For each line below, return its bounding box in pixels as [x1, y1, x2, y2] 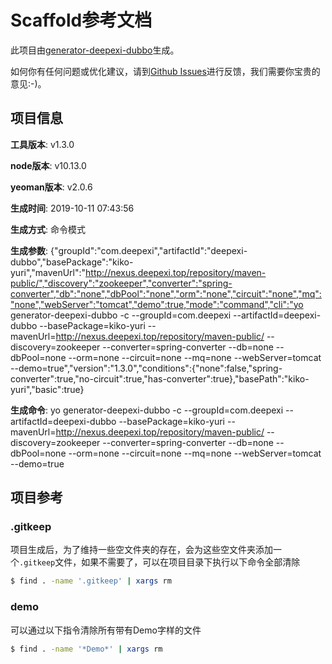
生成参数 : [10, 244, 49, 256]
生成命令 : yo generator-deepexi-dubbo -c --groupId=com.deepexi [10, 404, 284, 416]
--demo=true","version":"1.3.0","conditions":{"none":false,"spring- [10, 362, 283, 374]
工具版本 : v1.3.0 [10, 138, 75, 150]
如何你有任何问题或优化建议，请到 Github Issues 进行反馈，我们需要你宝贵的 [10, 65, 321, 77]
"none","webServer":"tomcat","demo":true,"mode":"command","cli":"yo [10, 298, 304, 310]
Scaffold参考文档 [10, 9, 153, 32]
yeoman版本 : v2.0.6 [10, 181, 93, 193]
